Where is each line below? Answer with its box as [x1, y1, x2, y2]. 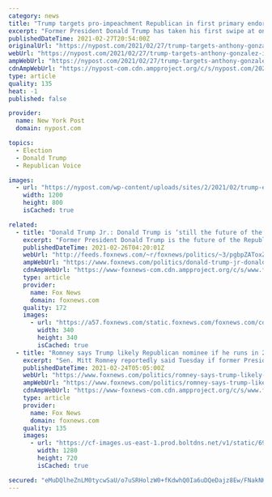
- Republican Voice [15, 161, 82, 170]
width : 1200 [23, 191, 63, 199]
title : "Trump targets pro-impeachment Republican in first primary [8, 19, 244, 28]
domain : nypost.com [15, 125, 82, 133]
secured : [8, 476, 38, 484]
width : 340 [37, 326, 74, 334]
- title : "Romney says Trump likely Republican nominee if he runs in [15, 349, 259, 357]
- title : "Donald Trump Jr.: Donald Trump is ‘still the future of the [15, 228, 263, 236]
